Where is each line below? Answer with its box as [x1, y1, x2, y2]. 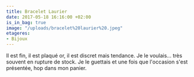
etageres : [6, 31, 31, 36]
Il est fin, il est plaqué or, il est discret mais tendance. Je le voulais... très [6, 52, 182, 59]
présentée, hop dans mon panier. [6, 65, 87, 71]
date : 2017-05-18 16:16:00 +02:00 [6, 14, 92, 20]
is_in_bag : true [6, 19, 46, 25]
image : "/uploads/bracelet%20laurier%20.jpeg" [6, 25, 123, 31]
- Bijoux [6, 36, 28, 42]
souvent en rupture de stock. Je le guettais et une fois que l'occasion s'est [6, 58, 188, 65]
